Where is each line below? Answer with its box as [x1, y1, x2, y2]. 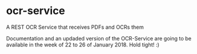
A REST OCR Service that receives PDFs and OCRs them [6, 23, 144, 31]
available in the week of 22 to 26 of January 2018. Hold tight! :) [6, 41, 160, 48]
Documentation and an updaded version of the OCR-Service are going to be [6, 35, 192, 42]
